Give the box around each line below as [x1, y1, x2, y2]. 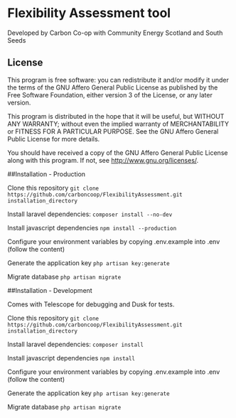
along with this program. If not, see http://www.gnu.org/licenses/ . [7, 156, 199, 164]
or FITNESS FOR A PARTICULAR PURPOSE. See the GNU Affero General [7, 127, 219, 136]
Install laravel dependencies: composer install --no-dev [7, 210, 173, 218]
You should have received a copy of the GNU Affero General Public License [7, 148, 228, 157]
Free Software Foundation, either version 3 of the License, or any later [7, 90, 213, 99]
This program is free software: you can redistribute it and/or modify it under [7, 75, 229, 84]
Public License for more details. [7, 134, 100, 143]
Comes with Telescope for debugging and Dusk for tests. [7, 300, 175, 309]
